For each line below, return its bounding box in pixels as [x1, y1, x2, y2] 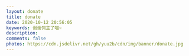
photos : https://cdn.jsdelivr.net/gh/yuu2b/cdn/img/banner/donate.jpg [6, 41, 184, 47]
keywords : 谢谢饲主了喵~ [6, 24, 62, 31]
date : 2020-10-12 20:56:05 [6, 19, 73, 25]
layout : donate [6, 8, 44, 15]
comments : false [6, 36, 46, 41]
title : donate [6, 14, 41, 20]
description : [6, 30, 38, 36]
